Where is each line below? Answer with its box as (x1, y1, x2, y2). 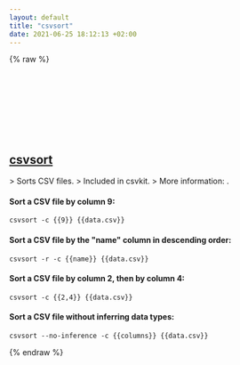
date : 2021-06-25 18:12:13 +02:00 (9, 29, 138, 38)
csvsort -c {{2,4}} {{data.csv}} (9, 293, 133, 302)
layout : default (9, 12, 69, 22)
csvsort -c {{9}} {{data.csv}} (9, 215, 125, 225)
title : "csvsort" (9, 21, 74, 30)
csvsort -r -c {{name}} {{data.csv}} (9, 255, 149, 264)
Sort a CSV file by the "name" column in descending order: (9, 234, 232, 245)
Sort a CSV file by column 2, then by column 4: (9, 273, 185, 284)
